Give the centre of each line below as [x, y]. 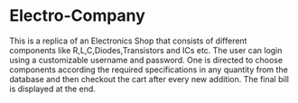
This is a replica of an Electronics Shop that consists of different [128, 41]
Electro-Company [78, 16]
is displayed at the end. [53, 89]
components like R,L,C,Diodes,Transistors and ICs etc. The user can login [146, 50]
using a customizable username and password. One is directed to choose [146, 60]
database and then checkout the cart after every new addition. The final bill [149, 79]
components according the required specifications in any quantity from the [149, 70]
